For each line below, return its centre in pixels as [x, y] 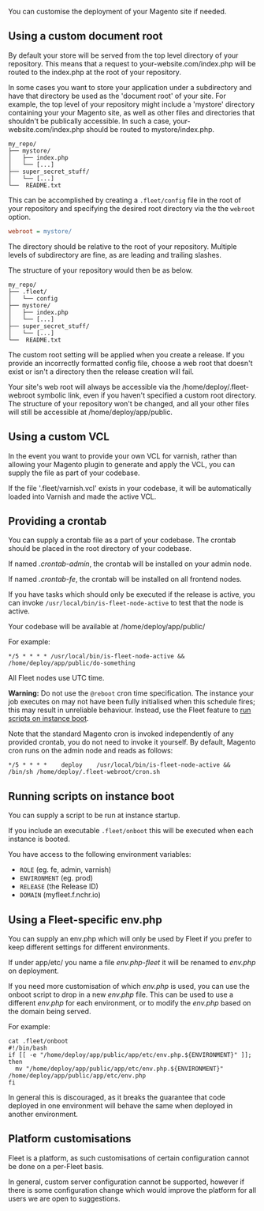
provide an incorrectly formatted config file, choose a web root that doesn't [131, 363]
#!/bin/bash [28, 1048]
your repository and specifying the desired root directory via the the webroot [132, 208]
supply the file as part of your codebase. [74, 473]
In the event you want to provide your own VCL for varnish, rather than [123, 456]
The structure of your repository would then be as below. [100, 270]
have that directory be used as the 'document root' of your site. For [117, 96]
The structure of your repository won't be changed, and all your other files [129, 403]
